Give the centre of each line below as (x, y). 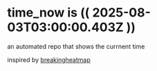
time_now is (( (48, 13)
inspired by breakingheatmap (49, 59)
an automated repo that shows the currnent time (76, 46)
